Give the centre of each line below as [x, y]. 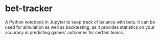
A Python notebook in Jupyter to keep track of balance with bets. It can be [80, 22]
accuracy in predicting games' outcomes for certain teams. [65, 32]
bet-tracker [29, 9]
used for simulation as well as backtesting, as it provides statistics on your [80, 27]
